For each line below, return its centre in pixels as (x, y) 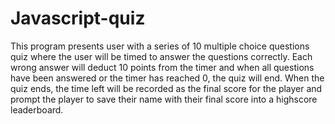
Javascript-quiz (78, 18)
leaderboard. (37, 109)
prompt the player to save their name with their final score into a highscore (164, 99)
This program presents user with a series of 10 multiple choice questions (160, 46)
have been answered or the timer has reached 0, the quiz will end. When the (167, 78)
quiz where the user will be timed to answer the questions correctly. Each (161, 56)
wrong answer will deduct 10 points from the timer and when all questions (162, 67)
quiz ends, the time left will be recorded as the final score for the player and (166, 88)
